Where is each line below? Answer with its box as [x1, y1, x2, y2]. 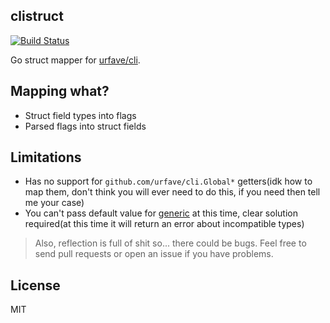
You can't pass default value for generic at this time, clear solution [24, 207, 298, 219]
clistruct [10, 8, 64, 25]
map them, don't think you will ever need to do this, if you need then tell [24, 186, 321, 198]
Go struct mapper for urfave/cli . [10, 54, 141, 66]
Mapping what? [10, 83, 110, 100]
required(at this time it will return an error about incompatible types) [24, 218, 305, 230]
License [10, 277, 61, 294]
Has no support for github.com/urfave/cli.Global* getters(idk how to [24, 175, 313, 188]
